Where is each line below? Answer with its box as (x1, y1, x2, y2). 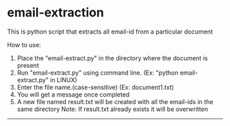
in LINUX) (50, 75, 77, 84)
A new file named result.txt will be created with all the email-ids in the (16, 97, 214, 105)
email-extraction (7, 5, 104, 21)
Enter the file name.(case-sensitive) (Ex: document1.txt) (16, 83, 175, 91)
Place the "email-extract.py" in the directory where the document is (16, 53, 208, 62)
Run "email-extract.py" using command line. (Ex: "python (16, 68, 179, 77)
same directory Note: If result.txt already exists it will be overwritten (16, 105, 209, 113)
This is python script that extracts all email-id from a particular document (7, 27, 214, 36)
